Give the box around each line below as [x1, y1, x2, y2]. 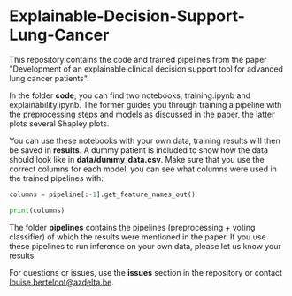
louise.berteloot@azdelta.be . [9, 277, 115, 287]
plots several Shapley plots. [9, 118, 110, 129]
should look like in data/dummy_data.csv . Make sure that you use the [9, 154, 265, 164]
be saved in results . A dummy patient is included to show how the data [9, 144, 268, 156]
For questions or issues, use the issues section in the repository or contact [9, 267, 283, 277]
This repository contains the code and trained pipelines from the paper [9, 54, 267, 65]
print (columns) [9, 206, 65, 215]
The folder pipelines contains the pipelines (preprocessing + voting [9, 222, 256, 232]
